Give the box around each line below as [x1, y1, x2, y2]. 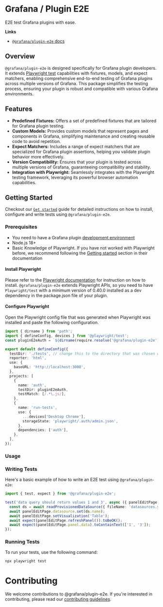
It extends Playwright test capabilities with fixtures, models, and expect [5, 70, 147, 76]
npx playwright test [5, 559, 47, 564]
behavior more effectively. [12, 154, 65, 159]
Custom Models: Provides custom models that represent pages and [12, 128, 148, 134]
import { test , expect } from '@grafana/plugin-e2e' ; [5, 491, 116, 496]
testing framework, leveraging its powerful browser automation [12, 174, 138, 180]
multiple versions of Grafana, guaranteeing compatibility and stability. [12, 164, 151, 170]
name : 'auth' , [17, 383, 47, 388]
